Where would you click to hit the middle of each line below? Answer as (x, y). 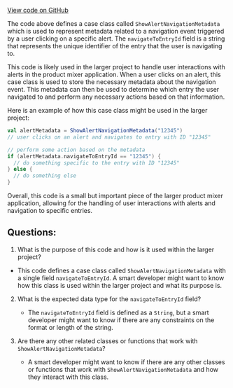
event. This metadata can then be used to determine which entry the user (113, 89)
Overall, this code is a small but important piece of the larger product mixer (115, 196)
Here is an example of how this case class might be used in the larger (107, 110)
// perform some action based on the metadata (76, 150)
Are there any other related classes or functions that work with (107, 341)
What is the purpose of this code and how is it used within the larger (116, 249)
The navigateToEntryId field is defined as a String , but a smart (118, 312)
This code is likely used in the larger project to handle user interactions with (116, 67)
